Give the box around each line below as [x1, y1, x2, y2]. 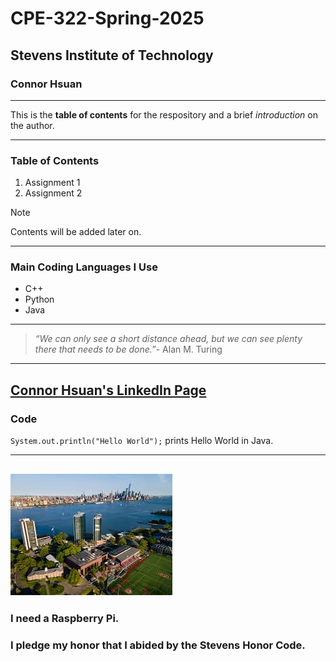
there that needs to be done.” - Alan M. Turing [34, 343, 223, 356]
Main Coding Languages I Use [10, 260, 158, 274]
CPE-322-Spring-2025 [10, 7, 205, 30]
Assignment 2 [24, 187, 83, 199]
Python [24, 293, 55, 306]
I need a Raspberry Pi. [10, 612, 120, 626]
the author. [10, 119, 55, 131]
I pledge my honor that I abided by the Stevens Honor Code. [10, 638, 306, 652]
